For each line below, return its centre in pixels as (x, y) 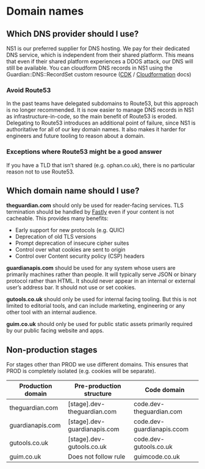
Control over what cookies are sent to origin (70, 250)
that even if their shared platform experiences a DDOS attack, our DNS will (100, 61)
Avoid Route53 (29, 90)
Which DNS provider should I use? (73, 34)
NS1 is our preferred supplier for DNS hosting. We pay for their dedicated (98, 48)
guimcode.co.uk (157, 457)
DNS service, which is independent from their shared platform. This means (100, 55)
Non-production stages (52, 350)
